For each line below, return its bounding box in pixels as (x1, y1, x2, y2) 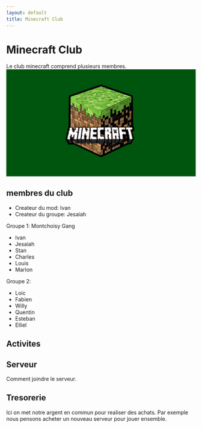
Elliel (14, 321, 27, 329)
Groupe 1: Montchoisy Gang (6, 222, 75, 229)
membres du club (6, 188, 73, 198)
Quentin (14, 308, 35, 316)
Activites (6, 339, 41, 349)
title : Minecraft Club (6, 16, 63, 22)
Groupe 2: (6, 277, 31, 285)
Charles (14, 253, 35, 260)
